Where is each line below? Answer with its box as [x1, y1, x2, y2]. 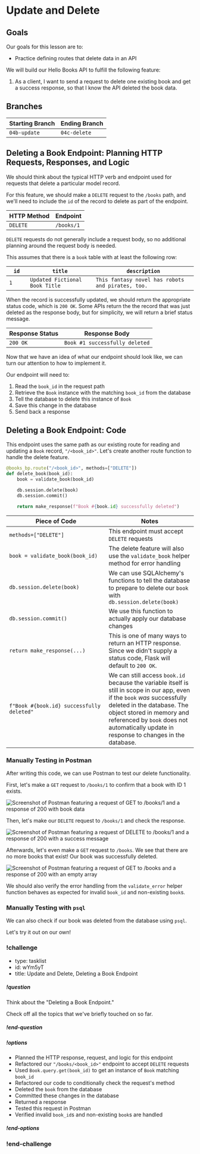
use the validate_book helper [108, 552, 190, 560]
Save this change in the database [14, 401, 97, 409]
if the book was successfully [108, 693, 187, 701]
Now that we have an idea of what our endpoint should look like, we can [6, 353, 183, 360]
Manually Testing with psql [6, 903, 86, 912]
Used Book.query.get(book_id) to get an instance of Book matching [14, 1066, 180, 1073]
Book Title [30, 282, 61, 289]
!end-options [6, 1125, 40, 1132]
